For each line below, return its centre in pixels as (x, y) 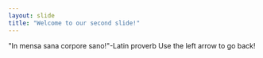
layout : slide (32, 15)
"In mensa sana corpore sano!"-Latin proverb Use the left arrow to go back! (132, 45)
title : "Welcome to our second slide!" (74, 23)
